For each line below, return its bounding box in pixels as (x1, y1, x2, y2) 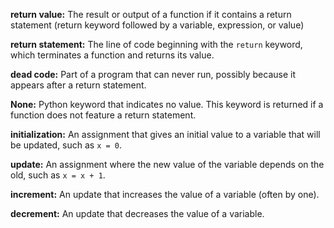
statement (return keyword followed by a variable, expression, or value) (10, 19, 305, 31)
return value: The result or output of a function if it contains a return (10, 9, 292, 20)
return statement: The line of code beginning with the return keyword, (10, 39, 303, 50)
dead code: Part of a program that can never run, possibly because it (10, 69, 297, 80)
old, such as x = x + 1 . (10, 169, 106, 181)
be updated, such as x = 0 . (10, 139, 123, 151)
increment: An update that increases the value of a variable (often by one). (10, 189, 320, 200)
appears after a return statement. (10, 79, 147, 91)
